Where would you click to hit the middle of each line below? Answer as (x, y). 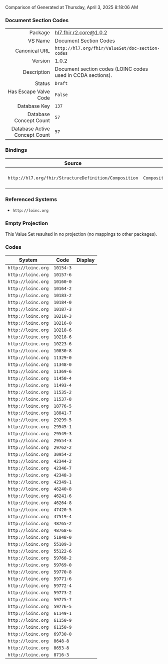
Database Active (30, 129)
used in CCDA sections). (83, 75)
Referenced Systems (31, 199)
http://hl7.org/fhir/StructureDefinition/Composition (73, 178)
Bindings (16, 150)
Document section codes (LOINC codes (101, 69)
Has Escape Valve (29, 91)
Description (36, 72)
